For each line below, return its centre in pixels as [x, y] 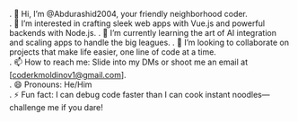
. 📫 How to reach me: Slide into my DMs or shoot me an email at [129, 62]
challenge [28, 107]
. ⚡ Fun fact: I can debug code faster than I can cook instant [120, 95]
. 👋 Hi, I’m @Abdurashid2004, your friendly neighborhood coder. [129, 14]
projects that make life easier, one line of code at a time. [113, 52]
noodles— [251, 95]
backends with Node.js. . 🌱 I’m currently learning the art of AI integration [143, 33]
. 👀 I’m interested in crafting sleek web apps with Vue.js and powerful [137, 23]
